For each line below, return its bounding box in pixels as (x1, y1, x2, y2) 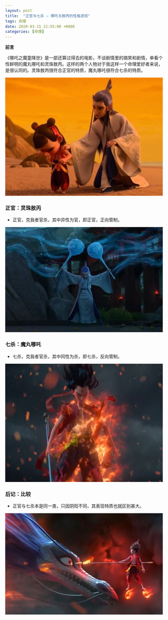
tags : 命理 (5, 19, 26, 24)
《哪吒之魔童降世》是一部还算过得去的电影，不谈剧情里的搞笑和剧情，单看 (5, 55, 158, 61)
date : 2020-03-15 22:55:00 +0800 (5, 24, 75, 29)
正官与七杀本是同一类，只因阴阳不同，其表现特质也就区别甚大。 (12, 503, 144, 509)
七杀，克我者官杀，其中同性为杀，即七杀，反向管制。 (12, 353, 122, 359)
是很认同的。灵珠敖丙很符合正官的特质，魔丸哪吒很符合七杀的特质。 (5, 68, 145, 74)
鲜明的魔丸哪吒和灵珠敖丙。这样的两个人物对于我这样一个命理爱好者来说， (9, 61, 163, 67)
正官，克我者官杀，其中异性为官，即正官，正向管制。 (12, 217, 122, 223)
